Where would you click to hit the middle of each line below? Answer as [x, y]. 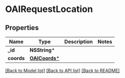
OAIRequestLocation [49, 9]
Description [78, 42]
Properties [22, 28]
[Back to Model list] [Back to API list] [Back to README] [62, 70]
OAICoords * [45, 58]
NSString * [42, 50]
